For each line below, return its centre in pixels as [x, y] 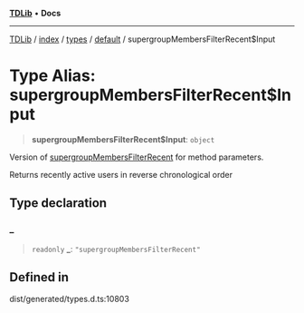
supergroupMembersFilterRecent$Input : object [123, 139]
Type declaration [58, 203]
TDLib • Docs [35, 13]
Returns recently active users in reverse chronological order [121, 174]
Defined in [39, 277]
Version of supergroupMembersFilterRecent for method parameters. [137, 157]
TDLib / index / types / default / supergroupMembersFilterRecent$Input [142, 39]
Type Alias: [53, 76]
